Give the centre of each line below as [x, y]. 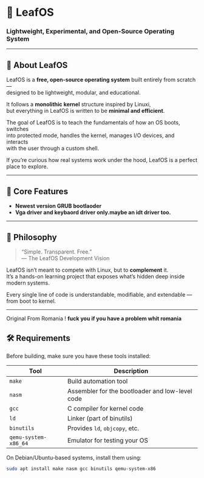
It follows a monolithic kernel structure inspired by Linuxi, [79, 104]
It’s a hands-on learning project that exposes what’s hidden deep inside [96, 276]
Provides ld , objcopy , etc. [103, 428]
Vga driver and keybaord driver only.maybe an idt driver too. [93, 212]
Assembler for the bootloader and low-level [130, 391]
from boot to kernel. [31, 301]
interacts [17, 142]
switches [18, 129]
